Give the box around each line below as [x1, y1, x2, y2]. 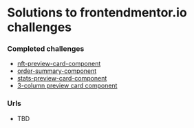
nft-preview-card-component [17, 60, 101, 68]
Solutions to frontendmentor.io [7, 5, 187, 21]
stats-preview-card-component [17, 74, 107, 83]
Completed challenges [7, 44, 85, 54]
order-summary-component [17, 67, 97, 75]
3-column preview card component [17, 81, 118, 90]
